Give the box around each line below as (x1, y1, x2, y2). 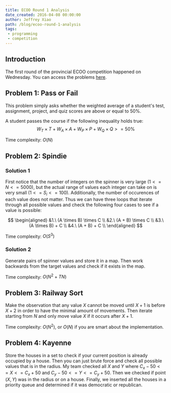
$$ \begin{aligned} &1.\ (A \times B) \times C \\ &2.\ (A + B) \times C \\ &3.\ (7, 217, 164, 223)
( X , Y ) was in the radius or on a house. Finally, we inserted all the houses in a (5, 377, 166, 383)
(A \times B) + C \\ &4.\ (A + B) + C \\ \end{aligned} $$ (29, 222, 143, 228)
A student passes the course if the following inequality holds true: (5, 118, 144, 124)
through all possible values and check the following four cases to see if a (5, 202, 159, 208)
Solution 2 (5, 246, 32, 253)
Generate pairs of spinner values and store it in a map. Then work (5, 257, 143, 264)
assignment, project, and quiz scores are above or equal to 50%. (5, 108, 141, 114)
